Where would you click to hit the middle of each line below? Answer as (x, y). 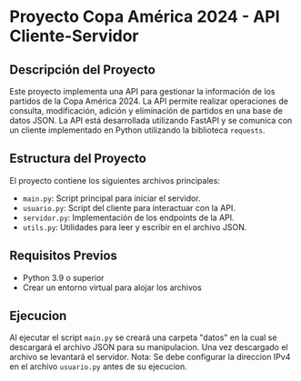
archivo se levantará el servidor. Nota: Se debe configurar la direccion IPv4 (150, 357)
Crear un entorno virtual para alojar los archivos (112, 287)
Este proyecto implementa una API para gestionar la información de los (142, 91)
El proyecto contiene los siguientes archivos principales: (115, 180)
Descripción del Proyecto (83, 70)
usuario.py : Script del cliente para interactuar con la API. (129, 207)
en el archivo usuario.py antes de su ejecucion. (99, 366)
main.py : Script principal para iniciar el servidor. (112, 198)
